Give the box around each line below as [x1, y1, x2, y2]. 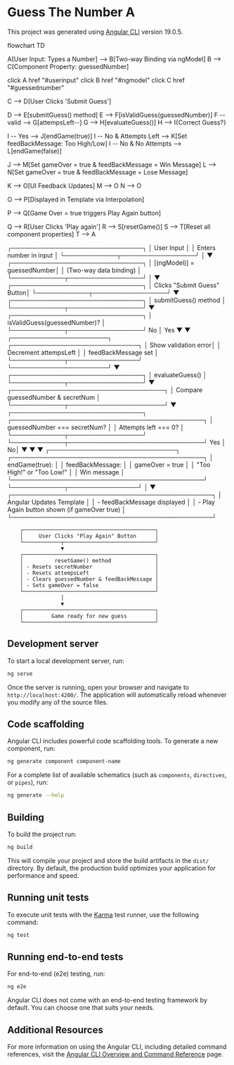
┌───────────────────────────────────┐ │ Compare [7, 385, 203, 394]
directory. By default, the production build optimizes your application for [7, 864, 216, 872]
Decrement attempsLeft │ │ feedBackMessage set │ [7, 348, 159, 356]
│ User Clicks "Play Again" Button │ [20, 532, 159, 539]
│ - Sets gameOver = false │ [20, 581, 159, 588]
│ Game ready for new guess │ [20, 612, 159, 619]
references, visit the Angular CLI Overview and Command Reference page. [7, 1050, 223, 1059]
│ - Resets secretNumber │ [20, 563, 159, 570]
